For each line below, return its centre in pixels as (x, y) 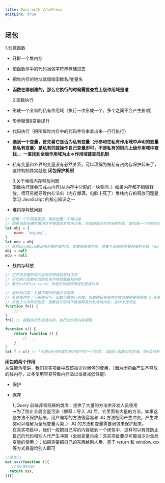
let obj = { (17, 229)
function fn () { (22, 306)
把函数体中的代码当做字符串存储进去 (49, 69)
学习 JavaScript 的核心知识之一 (43, 200)
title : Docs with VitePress (34, 10)
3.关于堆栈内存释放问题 (36, 181)
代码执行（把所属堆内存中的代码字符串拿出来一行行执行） (70, 131)
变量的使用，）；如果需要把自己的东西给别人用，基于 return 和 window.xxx (86, 442)
